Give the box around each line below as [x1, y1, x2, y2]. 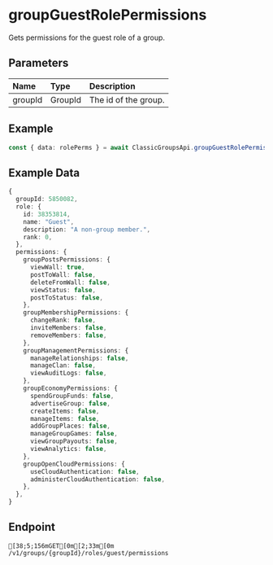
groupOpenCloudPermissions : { [23, 460, 126, 468]
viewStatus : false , [29, 286, 96, 294]
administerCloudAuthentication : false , [29, 475, 165, 484]
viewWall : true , [29, 263, 85, 271]
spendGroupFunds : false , [29, 392, 115, 400]
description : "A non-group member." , [23, 226, 151, 234]
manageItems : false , [29, 414, 100, 423]
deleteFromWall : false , [29, 278, 111, 287]
